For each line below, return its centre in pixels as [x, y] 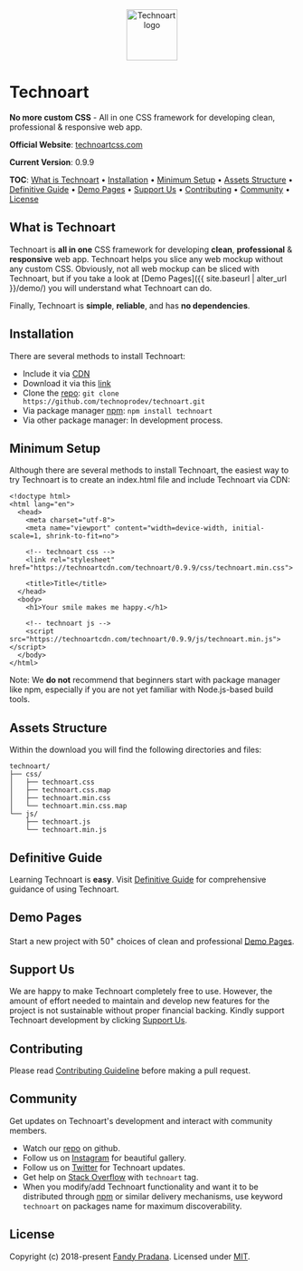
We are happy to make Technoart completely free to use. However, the [141, 992]
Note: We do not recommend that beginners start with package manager [145, 680]
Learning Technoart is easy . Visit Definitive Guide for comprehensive [138, 880]
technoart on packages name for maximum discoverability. [132, 1206]
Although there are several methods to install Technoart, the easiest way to [149, 470]
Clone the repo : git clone [71, 393]
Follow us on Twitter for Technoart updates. [104, 1167]
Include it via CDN [56, 373]
